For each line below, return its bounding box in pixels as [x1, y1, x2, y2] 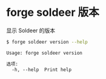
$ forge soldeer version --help [6, 39, 88, 45]
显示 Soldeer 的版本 [6, 27, 56, 34]
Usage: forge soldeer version [6, 50, 83, 56]
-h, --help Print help [12, 66, 71, 73]
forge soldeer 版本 [6, 5, 99, 19]
